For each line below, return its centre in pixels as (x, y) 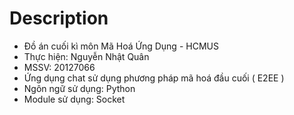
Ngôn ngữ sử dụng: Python (79, 88)
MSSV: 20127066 (59, 67)
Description (59, 18)
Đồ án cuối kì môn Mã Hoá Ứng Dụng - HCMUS (121, 46)
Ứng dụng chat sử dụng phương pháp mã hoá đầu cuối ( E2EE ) (154, 78)
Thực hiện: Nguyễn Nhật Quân (86, 56)
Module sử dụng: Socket (74, 99)
